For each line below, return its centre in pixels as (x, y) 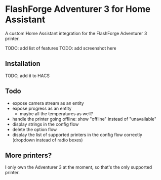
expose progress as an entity (42, 108)
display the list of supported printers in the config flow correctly (77, 135)
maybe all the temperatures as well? (56, 113)
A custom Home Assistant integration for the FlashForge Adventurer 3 (76, 33)
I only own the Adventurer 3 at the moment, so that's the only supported (79, 167)
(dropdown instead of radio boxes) (47, 140)
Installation (23, 64)
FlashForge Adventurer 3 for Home (78, 9)
